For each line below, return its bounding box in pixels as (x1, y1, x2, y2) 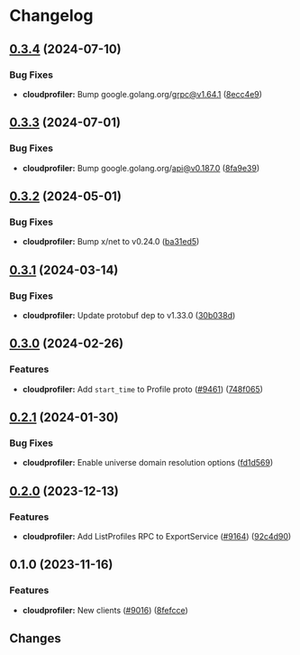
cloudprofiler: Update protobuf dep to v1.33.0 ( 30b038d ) (22, 309, 236, 320)
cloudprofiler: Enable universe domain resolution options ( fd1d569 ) (22, 457, 274, 468)
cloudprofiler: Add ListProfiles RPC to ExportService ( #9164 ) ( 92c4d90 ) (22, 531, 292, 541)
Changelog (9, 5, 94, 26)
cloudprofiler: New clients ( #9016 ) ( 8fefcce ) (22, 604, 189, 615)
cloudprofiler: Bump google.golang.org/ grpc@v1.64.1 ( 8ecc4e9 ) (22, 88, 263, 99)
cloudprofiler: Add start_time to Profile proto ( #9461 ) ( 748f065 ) (22, 383, 264, 394)
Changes (9, 631, 61, 646)
